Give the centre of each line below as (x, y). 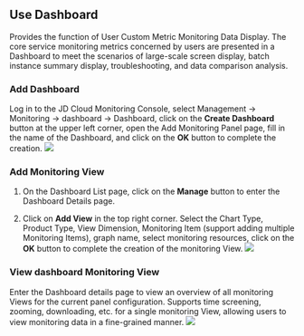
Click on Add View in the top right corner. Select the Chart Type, (143, 219)
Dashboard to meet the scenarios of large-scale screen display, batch (139, 56)
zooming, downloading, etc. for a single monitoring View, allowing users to (148, 311)
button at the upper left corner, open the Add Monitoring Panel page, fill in (147, 128)
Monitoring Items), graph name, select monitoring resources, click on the (158, 238)
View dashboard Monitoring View (85, 273)
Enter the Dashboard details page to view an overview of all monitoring (142, 292)
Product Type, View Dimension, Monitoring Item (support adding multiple (158, 228)
